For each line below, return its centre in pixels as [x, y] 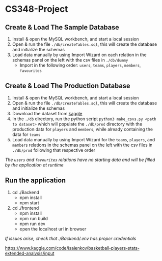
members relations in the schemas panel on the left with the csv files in [82, 145]
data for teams [26, 134]
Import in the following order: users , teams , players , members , [80, 65]
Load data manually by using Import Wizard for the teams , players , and [83, 139]
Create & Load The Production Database [68, 86]
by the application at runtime [34, 165]
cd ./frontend [26, 208]
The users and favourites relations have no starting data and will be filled [80, 160]
